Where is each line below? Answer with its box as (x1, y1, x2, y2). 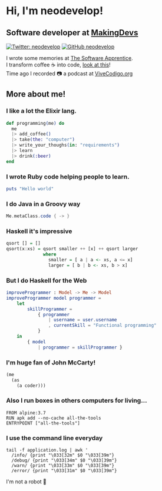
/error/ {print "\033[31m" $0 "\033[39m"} (11, 468, 117, 474)
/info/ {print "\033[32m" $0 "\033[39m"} (11, 452, 115, 459)
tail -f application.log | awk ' (6, 447, 88, 453)
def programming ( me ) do (6, 120, 65, 126)
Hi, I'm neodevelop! (6, 4, 104, 18)
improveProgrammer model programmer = (6, 295, 101, 301)
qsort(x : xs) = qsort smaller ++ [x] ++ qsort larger (6, 246, 138, 252)
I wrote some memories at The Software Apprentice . (6, 55, 134, 61)
